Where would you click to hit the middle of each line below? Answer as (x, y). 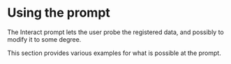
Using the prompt (59, 13)
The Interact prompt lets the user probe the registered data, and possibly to (116, 32)
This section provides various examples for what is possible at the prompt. (114, 53)
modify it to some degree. (44, 39)
